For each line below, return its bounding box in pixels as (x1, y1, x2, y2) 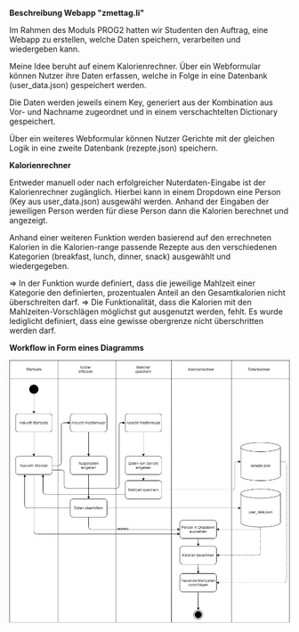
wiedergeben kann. (9, 44, 80, 54)
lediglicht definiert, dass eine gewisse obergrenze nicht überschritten (9, 316, 264, 326)
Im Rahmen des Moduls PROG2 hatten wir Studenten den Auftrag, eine (9, 25, 269, 35)
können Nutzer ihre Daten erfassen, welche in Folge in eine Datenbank (9, 70, 269, 81)
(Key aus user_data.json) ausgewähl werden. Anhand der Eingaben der (9, 196, 270, 207)
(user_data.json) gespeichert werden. (9, 80, 147, 90)
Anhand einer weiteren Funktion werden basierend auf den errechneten (9, 232, 271, 243)
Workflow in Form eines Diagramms (9, 343, 144, 352)
